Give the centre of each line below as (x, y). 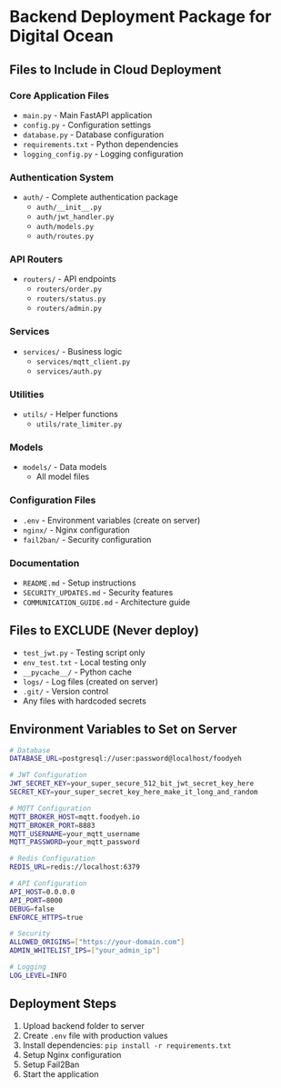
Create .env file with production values (95, 1035)
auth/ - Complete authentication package (100, 197)
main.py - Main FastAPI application (87, 115)
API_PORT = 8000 (36, 900)
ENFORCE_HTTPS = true (46, 917)
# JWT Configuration (49, 775)
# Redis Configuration (52, 859)
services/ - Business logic (72, 351)
